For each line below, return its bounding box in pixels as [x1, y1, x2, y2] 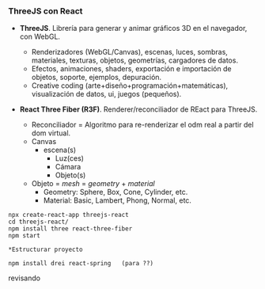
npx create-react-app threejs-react [8, 211, 129, 219]
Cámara [55, 162, 81, 172]
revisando [8, 273, 41, 283]
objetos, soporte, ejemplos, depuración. [31, 73, 162, 82]
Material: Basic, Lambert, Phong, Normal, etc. [43, 196, 192, 205]
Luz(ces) [55, 154, 85, 163]
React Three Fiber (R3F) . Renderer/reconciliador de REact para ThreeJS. [19, 105, 258, 114]
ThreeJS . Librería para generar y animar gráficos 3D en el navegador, [19, 24, 248, 33]
